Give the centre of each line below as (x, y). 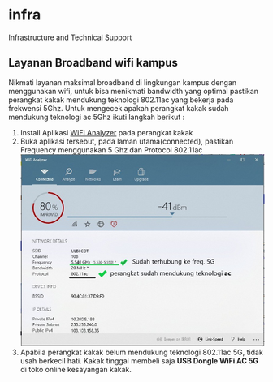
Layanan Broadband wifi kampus (93, 63)
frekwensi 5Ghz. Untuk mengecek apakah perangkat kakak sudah (119, 108)
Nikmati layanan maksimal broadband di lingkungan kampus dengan (123, 82)
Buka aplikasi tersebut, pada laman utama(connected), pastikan (127, 141)
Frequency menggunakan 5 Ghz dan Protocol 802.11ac (111, 150)
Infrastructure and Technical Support (70, 37)
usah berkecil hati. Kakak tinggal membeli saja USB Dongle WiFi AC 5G (139, 361)
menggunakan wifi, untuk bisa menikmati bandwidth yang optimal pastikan (133, 91)
